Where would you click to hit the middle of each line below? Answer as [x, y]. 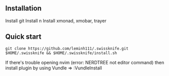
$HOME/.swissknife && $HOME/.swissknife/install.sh [61, 53]
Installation [23, 8]
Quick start [23, 37]
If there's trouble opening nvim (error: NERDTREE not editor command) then [85, 62]
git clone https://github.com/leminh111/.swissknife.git [67, 48]
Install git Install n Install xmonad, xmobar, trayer [56, 20]
